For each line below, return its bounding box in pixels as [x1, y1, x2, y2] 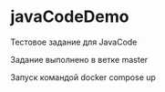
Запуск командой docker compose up [10, 71, 156, 83]
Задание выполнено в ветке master [10, 54, 149, 65]
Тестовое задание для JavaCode [10, 36, 138, 47]
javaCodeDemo [10, 6, 129, 27]
